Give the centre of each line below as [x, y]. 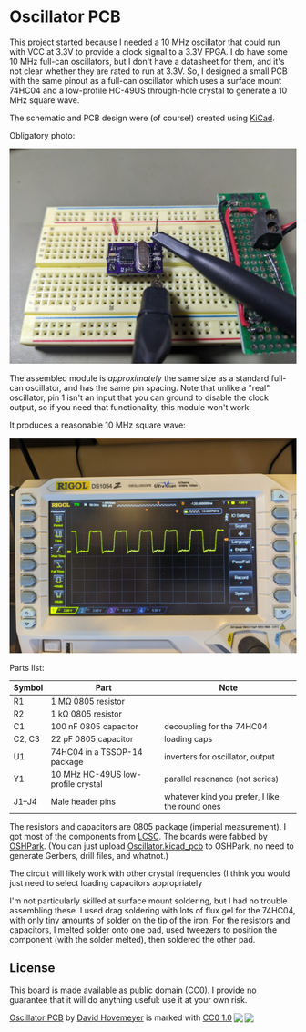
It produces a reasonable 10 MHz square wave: [98, 425]
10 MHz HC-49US [86, 774]
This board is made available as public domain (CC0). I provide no [133, 990]
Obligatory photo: [42, 135]
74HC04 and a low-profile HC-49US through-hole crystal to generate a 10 [148, 90]
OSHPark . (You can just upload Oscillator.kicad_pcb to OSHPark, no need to [152, 846]
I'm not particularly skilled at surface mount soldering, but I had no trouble [149, 901]
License [32, 968]
